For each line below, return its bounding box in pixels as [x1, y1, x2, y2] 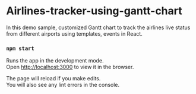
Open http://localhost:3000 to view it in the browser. [6, 64, 134, 71]
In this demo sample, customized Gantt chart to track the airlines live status [6, 24, 191, 31]
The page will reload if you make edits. [6, 75, 101, 82]
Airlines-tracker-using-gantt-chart [6, 4, 182, 18]
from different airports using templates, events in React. [6, 30, 143, 37]
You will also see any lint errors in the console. [6, 82, 120, 89]
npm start [6, 45, 34, 52]
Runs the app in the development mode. [6, 57, 104, 64]
